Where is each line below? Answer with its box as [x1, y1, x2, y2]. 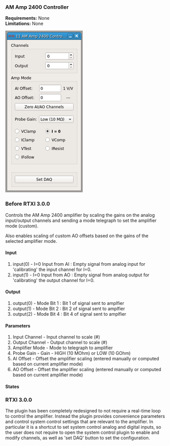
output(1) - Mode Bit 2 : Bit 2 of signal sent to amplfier [12, 305, 125, 312]
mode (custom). [5, 222, 39, 229]
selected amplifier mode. [5, 238, 57, 244]
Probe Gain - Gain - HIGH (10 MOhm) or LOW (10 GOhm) [12, 350, 131, 356]
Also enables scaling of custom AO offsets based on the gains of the [5, 233, 149, 239]
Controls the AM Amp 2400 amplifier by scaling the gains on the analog [5, 212, 155, 218]
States [5, 383, 19, 389]
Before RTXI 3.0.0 [5, 200, 50, 207]
